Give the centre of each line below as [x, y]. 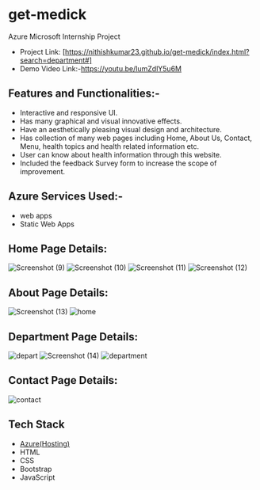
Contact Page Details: [63, 380]
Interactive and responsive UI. [69, 112]
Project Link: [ [42, 51]
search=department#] [56, 60]
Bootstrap [36, 469]
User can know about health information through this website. [120, 154]
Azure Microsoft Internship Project [64, 36]
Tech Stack [36, 425]
